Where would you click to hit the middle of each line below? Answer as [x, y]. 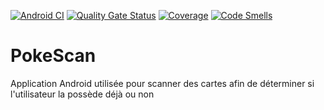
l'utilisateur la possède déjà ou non [82, 94]
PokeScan [53, 56]
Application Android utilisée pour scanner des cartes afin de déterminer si [162, 83]
